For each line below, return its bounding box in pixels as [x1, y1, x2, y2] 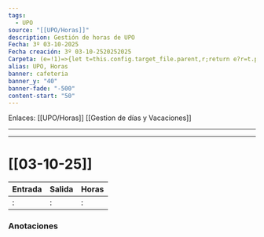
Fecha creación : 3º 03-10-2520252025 [8, 48, 132, 56]
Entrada [12, 184, 42, 195]
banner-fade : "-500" [8, 84, 76, 93]
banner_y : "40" [8, 77, 58, 85]
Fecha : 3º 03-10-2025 [8, 41, 79, 49]
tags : [8, 11, 26, 20]
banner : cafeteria [8, 70, 68, 78]
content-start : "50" [8, 92, 76, 100]
